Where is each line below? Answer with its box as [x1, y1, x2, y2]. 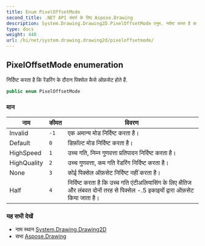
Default [9, 139, 31, 147]
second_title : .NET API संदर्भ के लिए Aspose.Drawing [6, 15, 133, 21]
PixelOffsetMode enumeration [6, 60, 124, 70]
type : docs [6, 26, 34, 32]
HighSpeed [9, 148, 41, 157]
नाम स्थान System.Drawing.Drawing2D [15, 226, 107, 233]
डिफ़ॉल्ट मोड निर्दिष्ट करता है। [67, 139, 133, 147]
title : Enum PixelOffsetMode [6, 9, 81, 15]
